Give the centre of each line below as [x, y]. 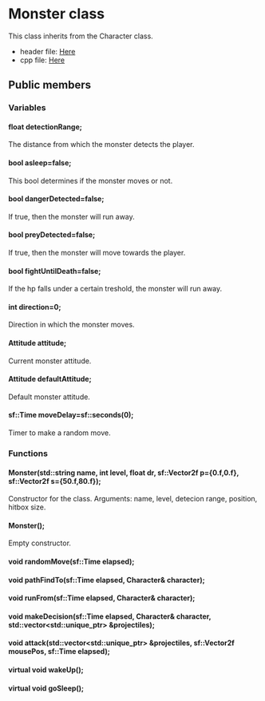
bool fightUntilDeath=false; [55, 271]
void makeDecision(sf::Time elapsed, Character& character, [110, 616]
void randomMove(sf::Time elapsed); [71, 561]
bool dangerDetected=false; [56, 199]
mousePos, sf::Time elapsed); [59, 651]
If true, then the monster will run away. [72, 216]
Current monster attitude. [50, 361]
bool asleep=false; [40, 163]
